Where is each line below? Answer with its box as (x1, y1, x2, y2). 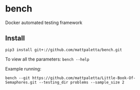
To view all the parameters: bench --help (5, 56, 89, 62)
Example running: (5, 65, 42, 71)
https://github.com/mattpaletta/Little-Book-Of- (32, 75, 136, 80)
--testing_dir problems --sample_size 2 (39, 79, 124, 85)
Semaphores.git (5, 79, 37, 85)
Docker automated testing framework (5, 19, 83, 25)
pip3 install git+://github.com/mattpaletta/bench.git (5, 47, 122, 52)
